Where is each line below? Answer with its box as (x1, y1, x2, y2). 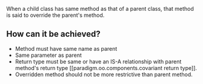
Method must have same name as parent (15, 45, 118, 52)
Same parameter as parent (15, 51, 82, 59)
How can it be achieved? (6, 29, 101, 39)
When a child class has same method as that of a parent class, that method (6, 5, 194, 12)
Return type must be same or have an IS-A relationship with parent (15, 57, 182, 65)
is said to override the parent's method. (6, 11, 105, 19)
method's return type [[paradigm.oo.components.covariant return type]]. (15, 64, 198, 71)
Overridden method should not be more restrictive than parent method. (15, 71, 193, 78)
